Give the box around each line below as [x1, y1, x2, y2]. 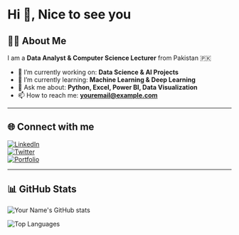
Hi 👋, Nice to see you [7, 6, 132, 23]
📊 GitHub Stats [7, 183, 77, 195]
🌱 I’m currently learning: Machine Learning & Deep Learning [17, 75, 196, 84]
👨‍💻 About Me [7, 35, 67, 47]
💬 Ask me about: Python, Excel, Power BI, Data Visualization [17, 83, 198, 91]
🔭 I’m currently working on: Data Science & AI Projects [17, 68, 179, 76]
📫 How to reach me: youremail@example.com [17, 91, 158, 99]
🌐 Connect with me [7, 121, 95, 133]
